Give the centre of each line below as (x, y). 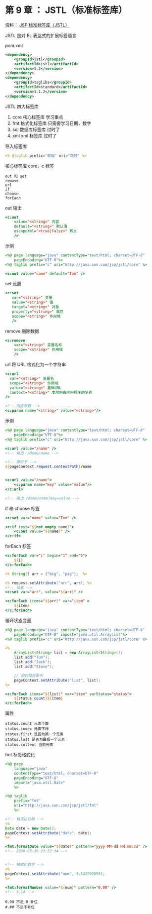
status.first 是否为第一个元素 (34, 734)
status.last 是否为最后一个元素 (35, 740)
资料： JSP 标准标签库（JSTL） (37, 25)
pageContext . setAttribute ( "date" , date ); (49, 833)
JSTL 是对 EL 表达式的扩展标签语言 (41, 35)
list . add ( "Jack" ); (33, 662)
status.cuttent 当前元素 (29, 745)
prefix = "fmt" (27, 801)
